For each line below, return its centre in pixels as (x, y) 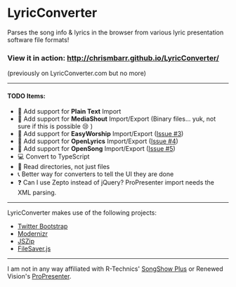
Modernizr (32, 234)
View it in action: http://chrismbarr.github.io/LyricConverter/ (113, 58)
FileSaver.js (34, 249)
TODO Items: (26, 95)
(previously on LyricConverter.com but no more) (77, 73)
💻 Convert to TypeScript (53, 156)
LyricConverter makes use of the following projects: (82, 213)
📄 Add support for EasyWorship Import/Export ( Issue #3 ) (100, 134)
